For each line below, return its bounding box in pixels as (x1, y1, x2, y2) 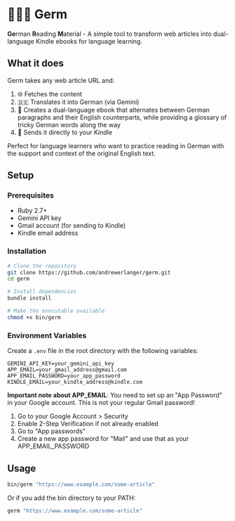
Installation (7, 246, 47, 256)
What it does (7, 58, 65, 70)
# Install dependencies (7, 288, 77, 295)
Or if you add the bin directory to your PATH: (7, 494, 136, 502)
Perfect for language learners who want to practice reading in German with (7, 141, 224, 150)
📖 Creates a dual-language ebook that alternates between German (17, 105, 210, 114)
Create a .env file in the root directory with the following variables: (7, 347, 199, 355)
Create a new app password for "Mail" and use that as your (17, 435, 189, 443)
